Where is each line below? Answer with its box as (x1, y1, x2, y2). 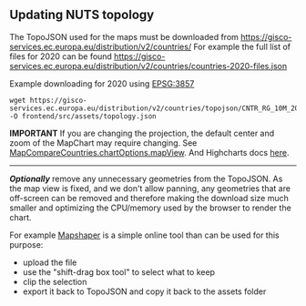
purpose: (9, 239, 44, 250)
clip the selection (22, 276, 87, 287)
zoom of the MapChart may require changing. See (9, 137, 198, 148)
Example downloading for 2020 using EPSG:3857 (9, 77, 195, 89)
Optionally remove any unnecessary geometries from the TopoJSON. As (9, 173, 283, 184)
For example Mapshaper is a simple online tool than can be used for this (9, 229, 280, 240)
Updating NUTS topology (9, 7, 155, 23)
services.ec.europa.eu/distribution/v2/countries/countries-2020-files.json (9, 60, 288, 71)
